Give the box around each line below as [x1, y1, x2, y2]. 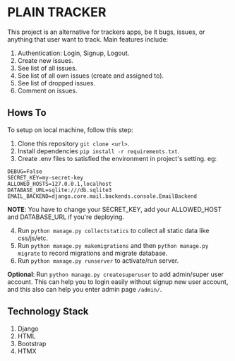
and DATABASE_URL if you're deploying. [7, 213, 125, 221]
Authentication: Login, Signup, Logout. [17, 49, 130, 57]
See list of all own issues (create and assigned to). [17, 71, 164, 80]
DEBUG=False [7, 167, 42, 175]
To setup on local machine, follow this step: [7, 125, 133, 134]
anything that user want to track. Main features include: [7, 35, 169, 43]
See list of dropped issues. [17, 78, 96, 87]
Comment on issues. [17, 86, 78, 95]
